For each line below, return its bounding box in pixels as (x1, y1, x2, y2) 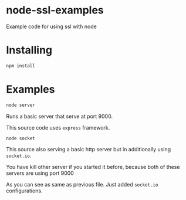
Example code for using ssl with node (6, 23, 97, 30)
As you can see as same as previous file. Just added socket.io (6, 181, 158, 188)
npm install (6, 63, 35, 69)
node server (6, 102, 35, 108)
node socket (6, 135, 35, 141)
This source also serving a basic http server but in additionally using (6, 146, 171, 153)
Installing (6, 43, 53, 57)
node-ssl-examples (6, 4, 104, 17)
